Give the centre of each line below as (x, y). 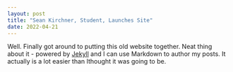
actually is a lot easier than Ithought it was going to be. (87, 62)
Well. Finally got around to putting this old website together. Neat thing (110, 47)
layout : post (26, 14)
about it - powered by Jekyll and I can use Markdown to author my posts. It (116, 54)
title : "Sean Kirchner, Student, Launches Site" (80, 20)
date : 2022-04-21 (33, 27)
